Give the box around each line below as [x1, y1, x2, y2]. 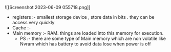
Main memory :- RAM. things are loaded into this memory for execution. [12, 30, 164, 36]
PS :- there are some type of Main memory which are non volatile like [19, 35, 166, 41]
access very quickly [12, 20, 55, 25]
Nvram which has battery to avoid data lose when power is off [19, 41, 152, 47]
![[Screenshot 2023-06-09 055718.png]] [5, 5, 91, 10]
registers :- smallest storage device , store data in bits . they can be [12, 14, 155, 20]
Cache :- [12, 25, 31, 31]
